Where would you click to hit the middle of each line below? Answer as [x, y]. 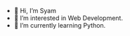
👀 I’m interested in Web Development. [68, 18]
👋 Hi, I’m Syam [35, 11]
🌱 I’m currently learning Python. [60, 25]
